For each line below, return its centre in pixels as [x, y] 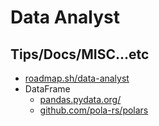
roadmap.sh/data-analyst [77, 78]
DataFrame [47, 89]
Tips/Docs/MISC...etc [80, 54]
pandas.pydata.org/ [80, 99]
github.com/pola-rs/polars [94, 110]
